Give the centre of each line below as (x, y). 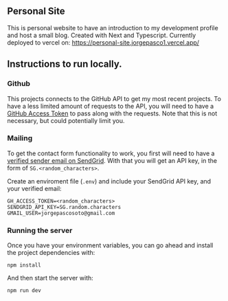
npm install (24, 265)
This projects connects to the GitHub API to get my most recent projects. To (114, 98)
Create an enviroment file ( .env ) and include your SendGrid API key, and (109, 181)
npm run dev (24, 291)
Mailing (20, 138)
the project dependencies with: (51, 253)
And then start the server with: (50, 278)
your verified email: (34, 188)
